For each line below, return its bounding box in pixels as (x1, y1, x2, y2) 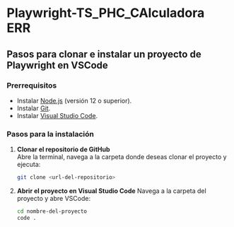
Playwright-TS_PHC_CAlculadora (6, 5, 205, 21)
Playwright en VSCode (6, 59, 109, 71)
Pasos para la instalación (6, 129, 95, 139)
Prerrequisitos (6, 80, 57, 90)
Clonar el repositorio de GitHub (16, 145, 110, 153)
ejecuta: (16, 161, 41, 169)
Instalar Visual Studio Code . (16, 111, 98, 120)
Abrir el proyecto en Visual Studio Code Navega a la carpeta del (16, 187, 206, 195)
